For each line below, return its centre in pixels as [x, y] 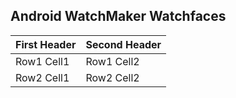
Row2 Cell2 [112, 77]
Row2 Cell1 [42, 77]
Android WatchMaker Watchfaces [118, 16]
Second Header [123, 44]
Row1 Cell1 [42, 61]
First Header [46, 44]
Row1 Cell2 [112, 61]
